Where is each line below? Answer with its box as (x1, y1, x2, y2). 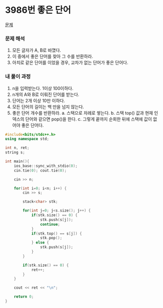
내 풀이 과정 (5, 73, 31, 80)
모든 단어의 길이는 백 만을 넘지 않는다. (12, 104, 84, 110)
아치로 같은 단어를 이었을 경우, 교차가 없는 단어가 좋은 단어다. (12, 60, 129, 65)
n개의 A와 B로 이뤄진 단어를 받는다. (12, 92, 80, 97)
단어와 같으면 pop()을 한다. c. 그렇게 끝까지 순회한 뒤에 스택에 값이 (25, 116, 152, 122)
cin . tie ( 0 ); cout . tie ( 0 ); (14, 168, 67, 173)
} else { (31, 240, 49, 245)
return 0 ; (14, 294, 34, 299)
